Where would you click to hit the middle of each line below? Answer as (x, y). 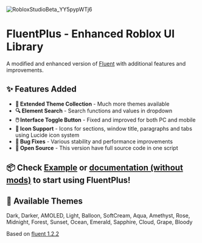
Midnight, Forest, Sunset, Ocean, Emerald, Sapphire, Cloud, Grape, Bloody (99, 222)
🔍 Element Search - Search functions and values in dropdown (94, 111)
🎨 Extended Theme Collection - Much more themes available (92, 104)
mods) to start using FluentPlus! (68, 180)
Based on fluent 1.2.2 (33, 233)
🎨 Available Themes (45, 201)
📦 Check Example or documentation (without (95, 168)
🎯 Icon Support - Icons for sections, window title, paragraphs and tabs (104, 128)
